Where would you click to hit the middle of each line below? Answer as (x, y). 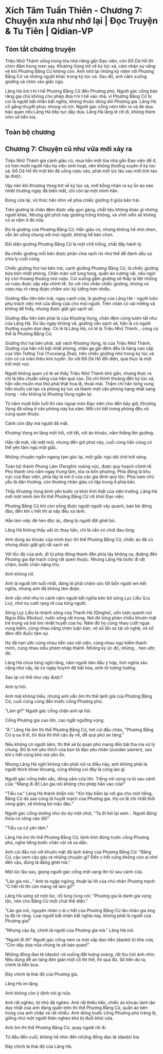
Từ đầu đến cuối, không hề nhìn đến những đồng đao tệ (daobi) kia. (72, 1037)
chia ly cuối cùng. (23, 259)
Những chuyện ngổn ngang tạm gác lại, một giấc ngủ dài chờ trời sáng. (76, 457)
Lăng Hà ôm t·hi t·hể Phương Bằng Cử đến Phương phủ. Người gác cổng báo (81, 91)
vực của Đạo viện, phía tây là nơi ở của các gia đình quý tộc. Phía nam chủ (80, 477)
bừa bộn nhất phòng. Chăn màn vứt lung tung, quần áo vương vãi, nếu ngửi (80, 274)
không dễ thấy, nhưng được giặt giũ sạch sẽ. (50, 309)
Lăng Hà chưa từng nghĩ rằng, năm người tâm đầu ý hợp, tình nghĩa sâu (76, 663)
